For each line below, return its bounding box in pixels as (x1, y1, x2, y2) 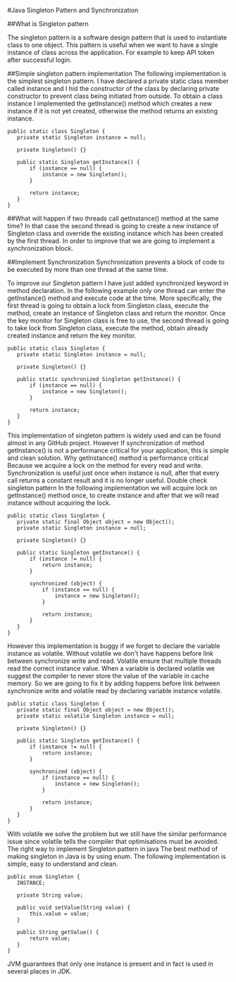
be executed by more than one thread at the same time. (7, 266, 168, 273)
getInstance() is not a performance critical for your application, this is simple (7, 447, 229, 454)
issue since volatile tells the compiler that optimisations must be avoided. (7, 838, 219, 845)
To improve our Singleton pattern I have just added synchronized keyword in (7, 279, 229, 287)
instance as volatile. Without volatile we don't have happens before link (7, 650, 213, 657)
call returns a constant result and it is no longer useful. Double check (7, 476, 208, 485)
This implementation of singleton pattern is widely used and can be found (7, 431, 221, 440)
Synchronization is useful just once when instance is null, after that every (7, 468, 220, 477)
